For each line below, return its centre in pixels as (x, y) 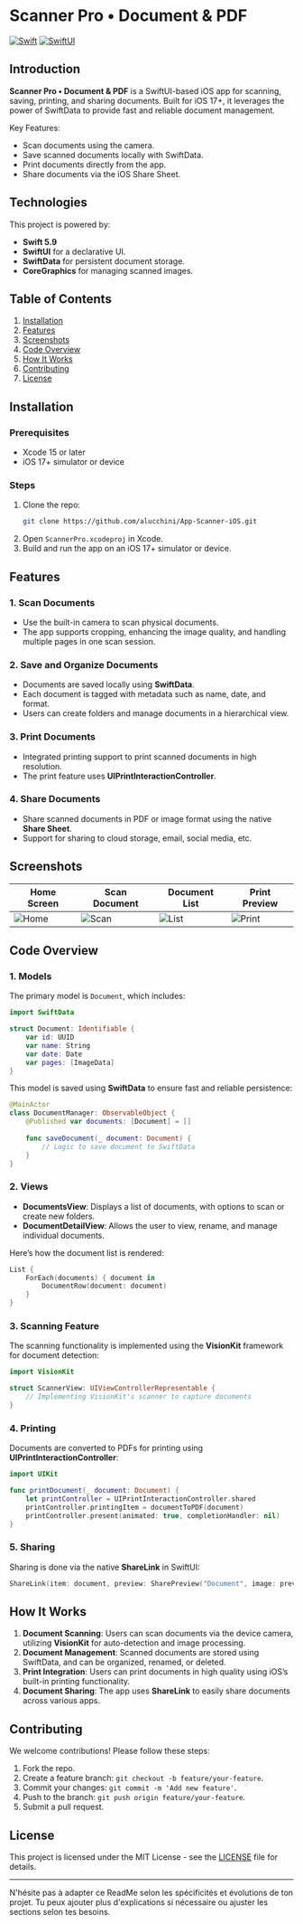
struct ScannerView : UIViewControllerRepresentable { (113, 1389)
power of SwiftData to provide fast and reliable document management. (142, 110)
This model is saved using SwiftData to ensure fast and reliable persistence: (151, 1088)
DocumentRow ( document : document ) (105, 1286)
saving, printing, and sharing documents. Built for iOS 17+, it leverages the (147, 100)
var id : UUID (50, 1037)
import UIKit (34, 1475)
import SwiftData (42, 1013)
